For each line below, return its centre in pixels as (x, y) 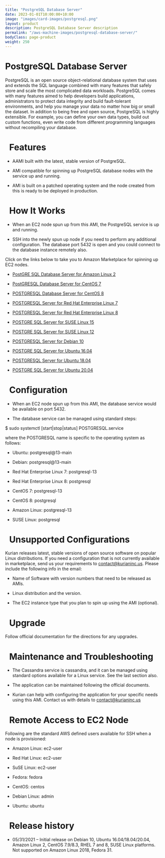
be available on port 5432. (39, 409)
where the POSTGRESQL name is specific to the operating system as (75, 438)
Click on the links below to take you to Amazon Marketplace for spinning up (82, 259)
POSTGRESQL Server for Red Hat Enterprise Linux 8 (65, 313)
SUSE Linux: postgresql (36, 519)
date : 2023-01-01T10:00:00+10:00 (39, 14)
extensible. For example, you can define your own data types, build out (77, 117)
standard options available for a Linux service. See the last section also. (85, 676)
